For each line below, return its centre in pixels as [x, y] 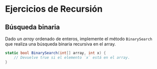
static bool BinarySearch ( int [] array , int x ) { [56, 53]
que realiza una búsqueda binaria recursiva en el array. [60, 44]
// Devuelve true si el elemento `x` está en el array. [72, 57]
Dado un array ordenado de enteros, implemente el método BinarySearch [79, 39]
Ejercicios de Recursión [54, 9]
